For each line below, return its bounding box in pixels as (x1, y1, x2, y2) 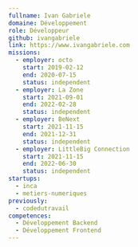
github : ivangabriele (8, 33, 81, 42)
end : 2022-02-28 (22, 100, 77, 108)
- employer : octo (15, 57, 73, 65)
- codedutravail (15, 204, 69, 212)
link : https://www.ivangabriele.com (8, 41, 130, 49)
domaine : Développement (8, 19, 88, 27)
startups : (8, 174, 41, 183)
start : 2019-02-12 (22, 64, 84, 72)
